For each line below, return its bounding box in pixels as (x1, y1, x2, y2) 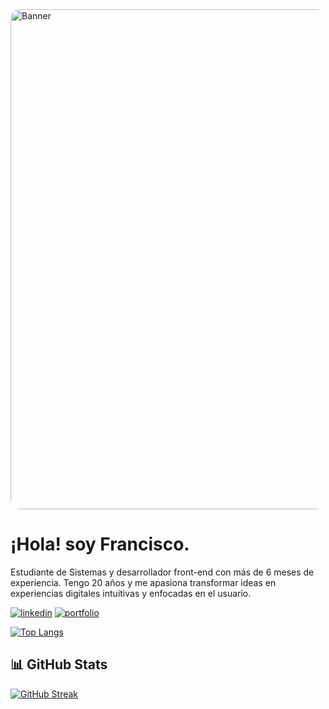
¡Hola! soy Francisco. (10, 533, 190, 556)
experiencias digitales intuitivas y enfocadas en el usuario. (10, 587, 252, 599)
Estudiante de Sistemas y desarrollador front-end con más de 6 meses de (10, 566, 315, 578)
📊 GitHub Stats (10, 656, 108, 673)
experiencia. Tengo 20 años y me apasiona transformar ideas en (10, 576, 277, 588)
